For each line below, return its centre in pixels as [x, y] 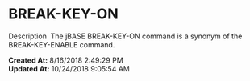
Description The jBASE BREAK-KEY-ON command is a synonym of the [125, 36]
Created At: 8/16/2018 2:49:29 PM [66, 60]
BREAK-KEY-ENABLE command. [62, 44]
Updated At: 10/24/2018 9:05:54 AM [69, 68]
